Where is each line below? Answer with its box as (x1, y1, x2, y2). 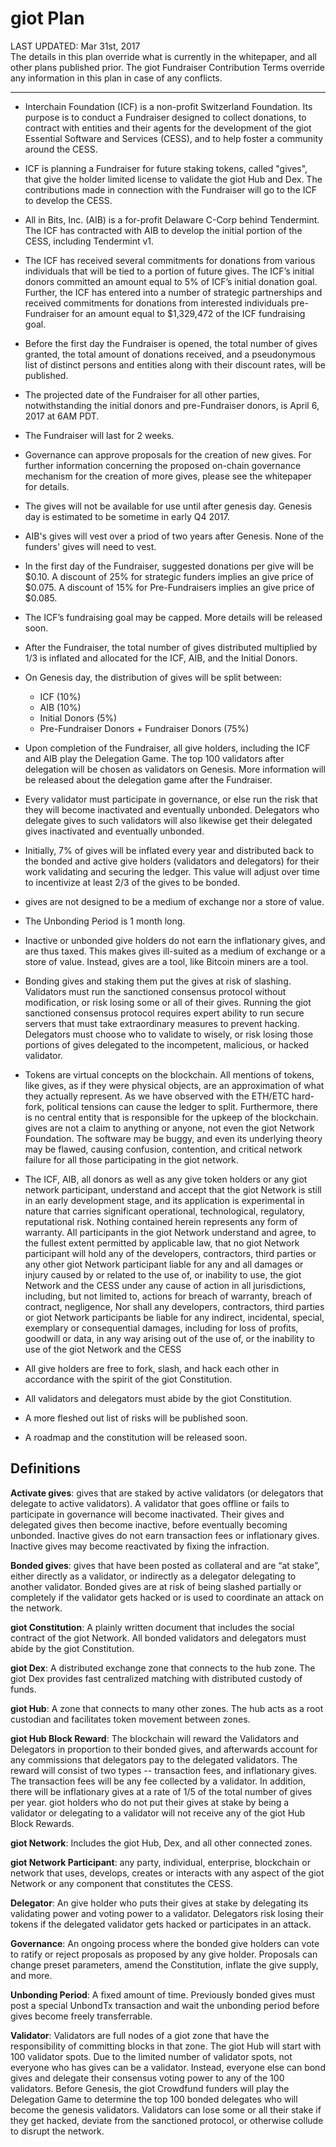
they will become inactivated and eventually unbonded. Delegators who (24, 803, 320, 816)
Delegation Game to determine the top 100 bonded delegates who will (10, 2093, 298, 2105)
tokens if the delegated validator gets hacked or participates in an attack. (10, 1918, 312, 1930)
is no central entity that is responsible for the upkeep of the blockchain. (24, 1111, 319, 1123)
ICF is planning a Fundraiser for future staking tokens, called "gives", (24, 162, 308, 174)
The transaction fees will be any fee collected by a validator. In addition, (10, 1775, 307, 1787)
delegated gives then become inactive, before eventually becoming (10, 1518, 288, 1531)
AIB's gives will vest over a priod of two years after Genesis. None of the (24, 530, 324, 542)
